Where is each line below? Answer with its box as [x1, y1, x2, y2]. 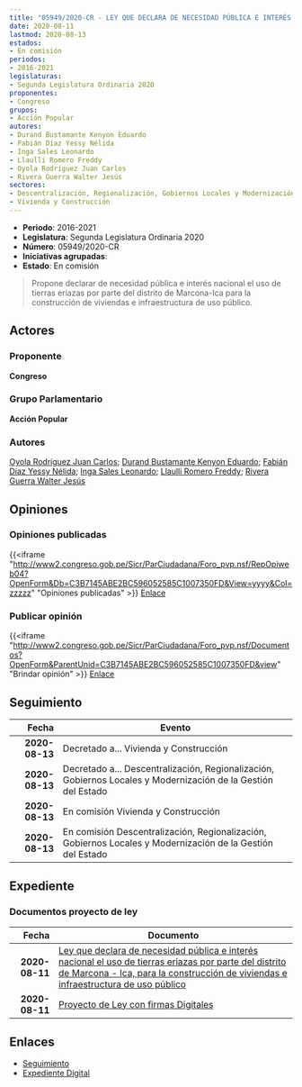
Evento [160, 721, 191, 734]
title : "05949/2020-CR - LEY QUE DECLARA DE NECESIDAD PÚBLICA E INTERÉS [9, 13, 292, 23]
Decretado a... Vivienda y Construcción [62, 742, 228, 755]
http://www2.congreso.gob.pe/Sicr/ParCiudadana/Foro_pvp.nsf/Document [13, 640, 290, 651]
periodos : [9, 55, 47, 64]
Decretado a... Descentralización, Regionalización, [62, 762, 275, 774]
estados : [9, 38, 42, 48]
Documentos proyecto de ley [9, 906, 138, 919]
